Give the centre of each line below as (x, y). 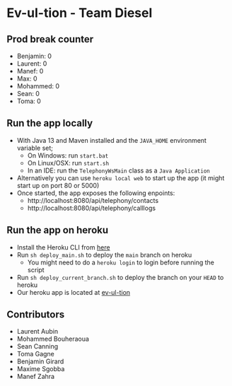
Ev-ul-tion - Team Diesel (80, 13)
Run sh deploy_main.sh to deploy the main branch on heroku (104, 255)
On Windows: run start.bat (68, 155)
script (36, 269)
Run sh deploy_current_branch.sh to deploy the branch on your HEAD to (120, 277)
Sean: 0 (28, 94)
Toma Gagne (35, 354)
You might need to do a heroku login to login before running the (121, 262)
